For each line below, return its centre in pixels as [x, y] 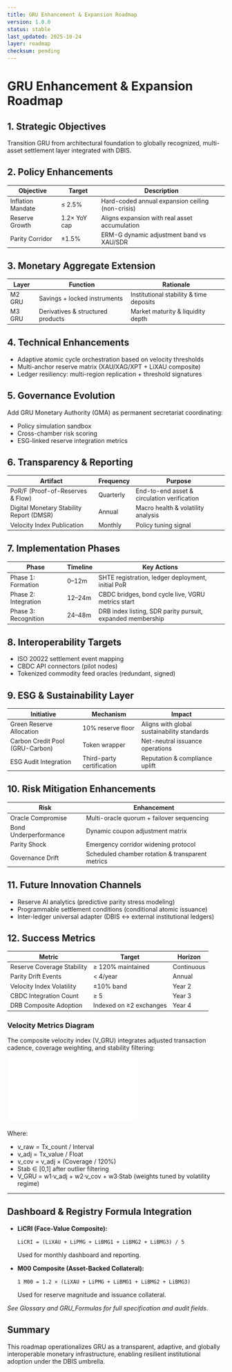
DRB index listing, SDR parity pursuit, [151, 611]
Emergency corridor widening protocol [141, 845]
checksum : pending [33, 51]
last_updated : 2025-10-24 [44, 37]
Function [82, 285]
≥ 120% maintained [121, 967]
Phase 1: [23, 577]
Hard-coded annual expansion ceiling [155, 201]
